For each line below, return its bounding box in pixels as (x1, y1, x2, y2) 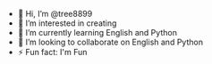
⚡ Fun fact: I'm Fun (17, 47, 88, 57)
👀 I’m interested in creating (17, 18, 117, 28)
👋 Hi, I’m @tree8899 (17, 9, 93, 19)
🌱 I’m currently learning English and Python (17, 28, 177, 37)
